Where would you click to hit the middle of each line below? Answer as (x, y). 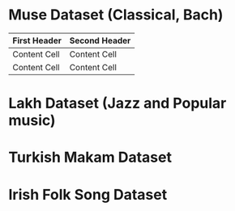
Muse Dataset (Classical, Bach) (116, 15)
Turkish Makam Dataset (90, 157)
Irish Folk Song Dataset (88, 194)
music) (32, 121)
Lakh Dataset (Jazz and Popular (117, 103)
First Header (37, 40)
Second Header (100, 40)
